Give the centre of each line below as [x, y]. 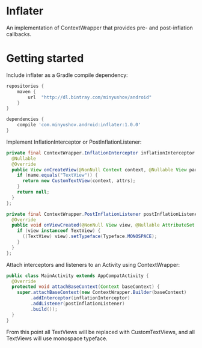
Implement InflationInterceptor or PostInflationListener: [74, 142]
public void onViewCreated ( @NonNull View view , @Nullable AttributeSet [103, 225]
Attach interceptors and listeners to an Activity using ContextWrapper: [93, 264]
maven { [26, 91]
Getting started [45, 59]
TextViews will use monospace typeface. [57, 338]
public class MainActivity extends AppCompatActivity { [78, 276]
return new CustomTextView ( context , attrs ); [79, 181]
